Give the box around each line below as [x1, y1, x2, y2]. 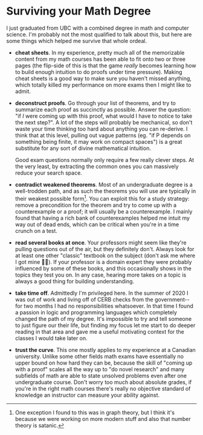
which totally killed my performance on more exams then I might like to [14, 81, 192, 89]
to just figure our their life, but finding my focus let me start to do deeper [14, 322, 196, 329]
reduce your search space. [14, 169, 83, 177]
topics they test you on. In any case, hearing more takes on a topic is [14, 271, 187, 278]
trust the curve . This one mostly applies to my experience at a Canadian [14, 346, 196, 353]
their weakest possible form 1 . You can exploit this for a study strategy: [14, 194, 190, 202]
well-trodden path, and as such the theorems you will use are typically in [14, 187, 196, 195]
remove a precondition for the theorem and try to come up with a [14, 201, 177, 209]
